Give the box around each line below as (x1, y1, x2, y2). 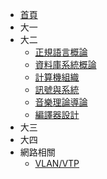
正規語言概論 (34, 46, 88, 58)
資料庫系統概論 (34, 59, 97, 70)
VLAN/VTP (34, 158, 80, 169)
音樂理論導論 (34, 96, 88, 108)
